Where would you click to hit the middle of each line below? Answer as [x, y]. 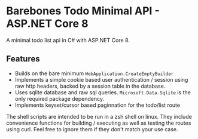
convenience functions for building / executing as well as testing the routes [99, 123]
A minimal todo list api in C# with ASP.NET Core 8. [68, 40]
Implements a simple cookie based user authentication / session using [101, 79]
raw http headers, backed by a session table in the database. [90, 86]
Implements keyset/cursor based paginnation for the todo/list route [98, 105]
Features [23, 59]
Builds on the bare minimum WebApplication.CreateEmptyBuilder [94, 73]
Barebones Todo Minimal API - [83, 11]
